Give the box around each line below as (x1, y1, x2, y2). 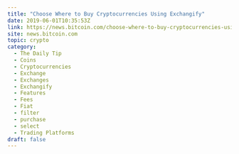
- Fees (14, 97, 33, 104)
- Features (14, 89, 46, 97)
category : (7, 43, 37, 50)
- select (14, 122, 40, 130)
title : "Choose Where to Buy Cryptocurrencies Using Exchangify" (7, 10, 205, 18)
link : (7, 23, 23, 31)
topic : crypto (7, 37, 50, 44)
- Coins (14, 57, 37, 64)
